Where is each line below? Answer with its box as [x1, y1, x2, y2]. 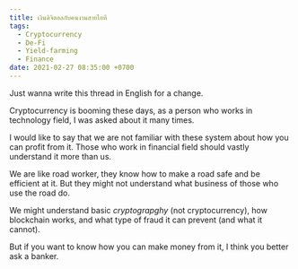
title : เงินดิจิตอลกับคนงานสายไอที [9, 13, 108, 22]
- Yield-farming [17, 47, 78, 56]
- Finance [17, 55, 54, 64]
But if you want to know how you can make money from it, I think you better [9, 241, 289, 252]
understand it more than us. [9, 151, 112, 161]
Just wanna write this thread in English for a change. [9, 87, 204, 99]
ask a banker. [9, 250, 59, 261]
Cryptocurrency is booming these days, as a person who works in [9, 105, 253, 116]
